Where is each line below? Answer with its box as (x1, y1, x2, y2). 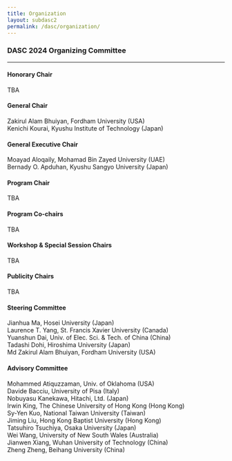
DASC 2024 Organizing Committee (7, 46, 126, 55)
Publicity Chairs (7, 272, 54, 281)
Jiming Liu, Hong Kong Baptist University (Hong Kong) (7, 416, 162, 424)
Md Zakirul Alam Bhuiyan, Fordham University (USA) (7, 348, 156, 357)
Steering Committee (7, 303, 67, 312)
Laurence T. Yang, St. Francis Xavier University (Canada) (7, 326, 169, 335)
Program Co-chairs (7, 210, 64, 218)
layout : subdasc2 (7, 17, 57, 23)
